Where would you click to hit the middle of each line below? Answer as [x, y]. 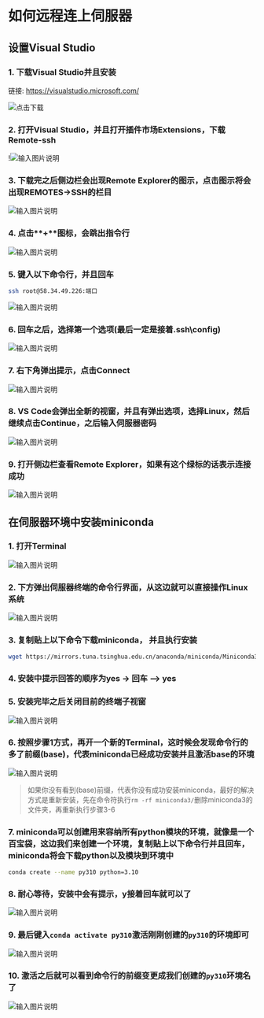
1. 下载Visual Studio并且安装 [62, 72]
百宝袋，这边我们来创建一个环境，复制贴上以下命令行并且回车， [129, 843]
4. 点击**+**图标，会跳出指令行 [69, 233]
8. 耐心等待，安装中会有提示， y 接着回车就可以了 [100, 894]
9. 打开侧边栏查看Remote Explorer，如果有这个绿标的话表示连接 [130, 464]
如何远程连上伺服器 [70, 16]
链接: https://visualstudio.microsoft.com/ [74, 91]
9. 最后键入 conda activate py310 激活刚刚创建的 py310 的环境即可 [129, 935]
